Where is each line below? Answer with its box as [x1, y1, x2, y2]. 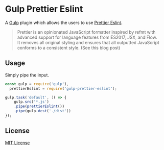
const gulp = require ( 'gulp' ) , [5, 81, 69, 86]
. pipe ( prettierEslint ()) [14, 104, 65, 109]
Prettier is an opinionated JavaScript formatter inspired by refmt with [17, 29, 156, 35]
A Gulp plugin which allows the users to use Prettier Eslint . [5, 20, 123, 25]
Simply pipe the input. [5, 72, 49, 78]
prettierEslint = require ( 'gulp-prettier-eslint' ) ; [9, 86, 117, 91]
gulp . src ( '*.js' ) [14, 100, 49, 104]
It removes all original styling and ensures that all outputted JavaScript [17, 39, 160, 45]
